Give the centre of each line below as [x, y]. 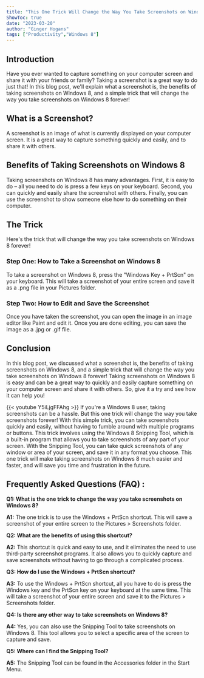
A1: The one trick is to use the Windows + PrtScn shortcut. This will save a [99, 517]
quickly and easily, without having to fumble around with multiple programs [100, 426]
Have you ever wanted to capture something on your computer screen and [100, 73]
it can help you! [25, 395]
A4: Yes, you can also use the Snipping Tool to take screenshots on [91, 626]
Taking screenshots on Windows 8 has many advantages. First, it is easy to [100, 180]
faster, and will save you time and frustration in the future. [78, 465]
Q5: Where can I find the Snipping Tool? [57, 651]
